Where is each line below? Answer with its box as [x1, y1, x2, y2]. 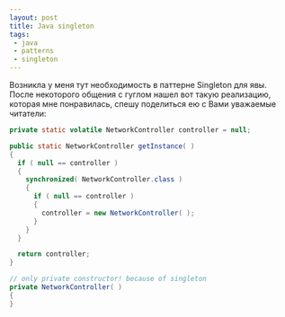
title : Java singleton [9, 22, 94, 31]
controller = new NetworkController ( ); [41, 208, 195, 217]
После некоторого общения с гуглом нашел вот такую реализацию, [9, 89, 272, 100]
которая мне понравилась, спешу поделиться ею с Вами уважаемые [9, 99, 277, 109]
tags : [9, 30, 30, 39]
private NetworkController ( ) [9, 283, 123, 292]
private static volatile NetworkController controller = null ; [9, 126, 252, 135]
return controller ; [17, 250, 91, 259]
